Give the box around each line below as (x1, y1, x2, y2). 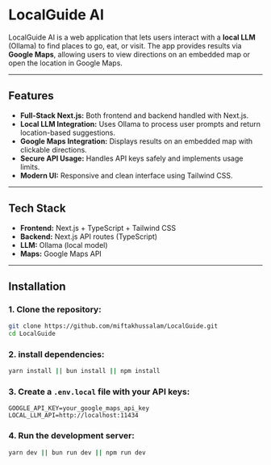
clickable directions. (19, 145, 87, 154)
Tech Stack (8, 202, 66, 216)
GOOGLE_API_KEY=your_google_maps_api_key (8, 404, 150, 413)
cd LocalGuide (8, 329, 56, 338)
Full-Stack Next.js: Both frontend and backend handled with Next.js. (19, 111, 249, 120)
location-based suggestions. (19, 128, 115, 137)
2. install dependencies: (8, 349, 105, 360)
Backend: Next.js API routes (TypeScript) (19, 232, 158, 241)
